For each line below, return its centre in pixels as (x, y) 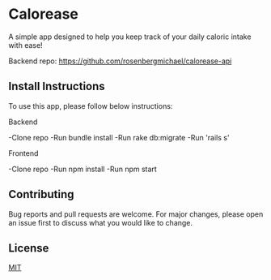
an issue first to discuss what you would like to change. (100, 222)
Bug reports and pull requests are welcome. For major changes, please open (136, 214)
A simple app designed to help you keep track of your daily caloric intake (130, 37)
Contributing (41, 194)
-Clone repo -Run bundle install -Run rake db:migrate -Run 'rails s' (119, 137)
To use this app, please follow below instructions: (91, 106)
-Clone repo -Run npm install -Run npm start (83, 169)
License (29, 248)
